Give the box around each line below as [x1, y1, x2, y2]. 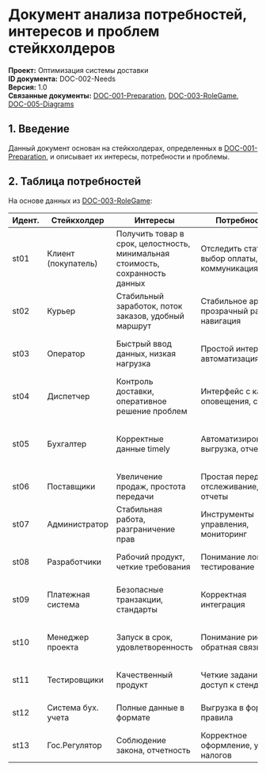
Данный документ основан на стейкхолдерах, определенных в [8, 143, 223, 152]
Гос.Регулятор [47, 739, 103, 750]
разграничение [116, 524, 176, 535]
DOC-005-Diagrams [8, 99, 74, 109]
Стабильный [116, 290, 165, 301]
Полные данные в [116, 702, 184, 713]
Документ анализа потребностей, [8, 6, 247, 24]
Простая [200, 470, 234, 481]
